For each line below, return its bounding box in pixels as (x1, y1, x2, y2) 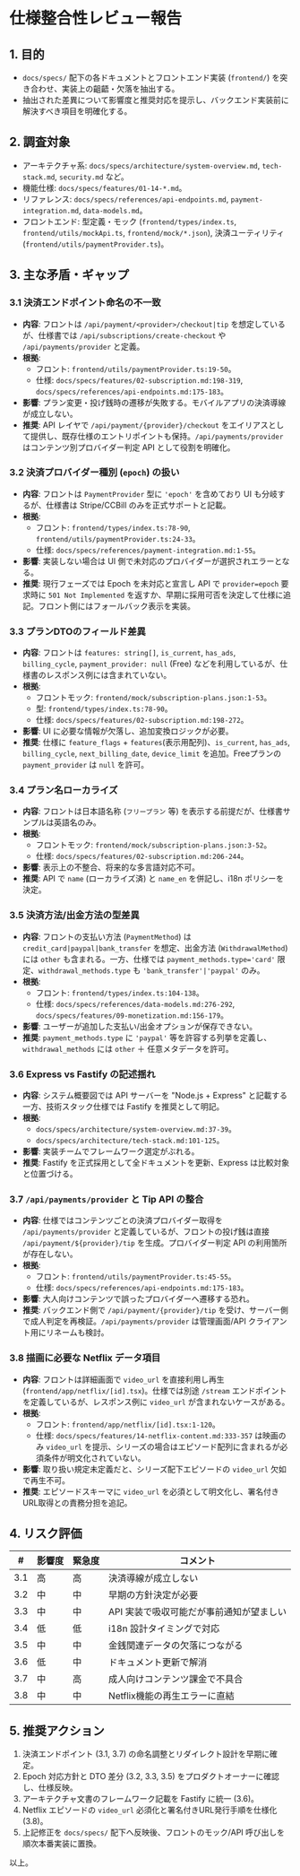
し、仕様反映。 (21, 1782, 78, 1793)
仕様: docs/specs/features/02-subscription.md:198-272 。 (35, 715, 249, 725)
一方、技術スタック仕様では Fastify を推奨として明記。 (21, 1100, 225, 1112)
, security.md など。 (55, 171, 130, 182)
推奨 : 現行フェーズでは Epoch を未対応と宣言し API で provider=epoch (21, 578, 279, 588)
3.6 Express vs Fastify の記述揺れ (9, 1068, 156, 1081)
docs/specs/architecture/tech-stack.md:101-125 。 (35, 1134, 225, 1145)
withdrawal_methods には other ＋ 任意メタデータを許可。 (21, 1043, 235, 1054)
